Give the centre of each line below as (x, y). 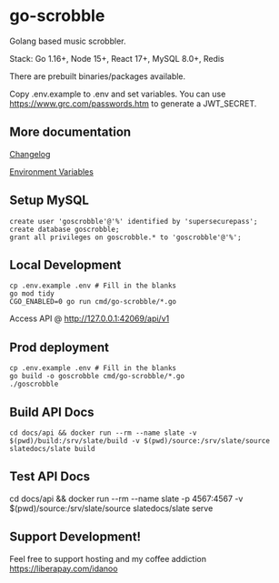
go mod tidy (32, 294)
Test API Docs (50, 477)
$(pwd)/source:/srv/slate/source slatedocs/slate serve (111, 508)
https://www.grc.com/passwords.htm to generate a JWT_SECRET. (133, 103)
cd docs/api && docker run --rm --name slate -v (103, 433)
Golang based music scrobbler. (68, 41)
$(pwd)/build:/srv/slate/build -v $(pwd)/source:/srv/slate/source (140, 441)
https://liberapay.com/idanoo (64, 568)
